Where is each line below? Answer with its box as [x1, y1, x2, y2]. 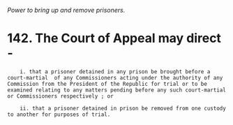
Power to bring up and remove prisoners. [7, 6, 126, 14]
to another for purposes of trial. [7, 111, 111, 118]
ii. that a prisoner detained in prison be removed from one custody [20, 105, 227, 112]
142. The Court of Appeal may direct [7, 31, 222, 46]
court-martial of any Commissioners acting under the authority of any [7, 74, 223, 81]
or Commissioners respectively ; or [7, 92, 114, 100]
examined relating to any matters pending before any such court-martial [7, 87, 227, 94]
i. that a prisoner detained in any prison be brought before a [20, 68, 211, 75]
